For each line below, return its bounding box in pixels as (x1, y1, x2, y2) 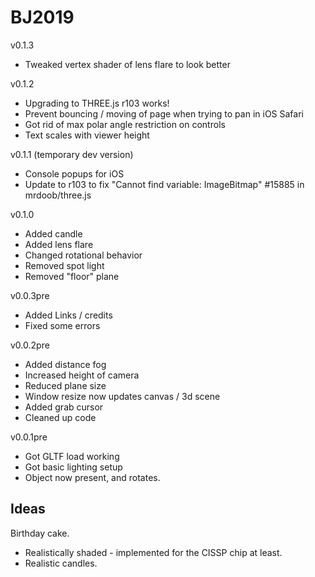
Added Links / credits (24, 309, 113, 321)
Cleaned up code (24, 411, 97, 423)
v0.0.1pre (10, 431, 48, 443)
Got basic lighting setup (24, 461, 123, 473)
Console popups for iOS (24, 167, 125, 180)
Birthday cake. (10, 527, 70, 539)
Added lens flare (24, 238, 94, 250)
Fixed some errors (24, 319, 101, 331)
